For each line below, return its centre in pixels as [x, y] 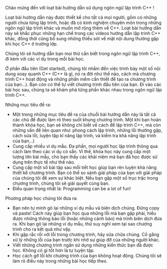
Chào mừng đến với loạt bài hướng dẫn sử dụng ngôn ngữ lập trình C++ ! [80, 8]
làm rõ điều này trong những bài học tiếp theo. [60, 261]
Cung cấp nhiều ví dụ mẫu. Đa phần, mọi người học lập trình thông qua [85, 146]
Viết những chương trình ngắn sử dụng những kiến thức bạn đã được [83, 245]
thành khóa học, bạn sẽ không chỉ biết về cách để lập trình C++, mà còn [86, 125]
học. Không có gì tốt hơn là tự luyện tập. [53, 250]
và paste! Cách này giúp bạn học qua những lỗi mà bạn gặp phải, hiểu [84, 213]
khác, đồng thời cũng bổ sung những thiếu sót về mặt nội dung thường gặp [82, 38]
